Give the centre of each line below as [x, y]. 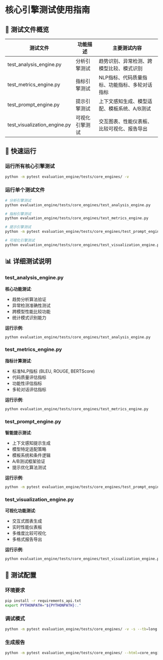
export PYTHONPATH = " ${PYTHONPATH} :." [43, 605]
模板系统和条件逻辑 [31, 455]
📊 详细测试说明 [28, 261]
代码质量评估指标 [29, 377]
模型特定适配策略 [29, 449]
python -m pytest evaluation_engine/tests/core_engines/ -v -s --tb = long [81, 629]
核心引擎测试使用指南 [48, 10]
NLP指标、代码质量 [121, 77]
